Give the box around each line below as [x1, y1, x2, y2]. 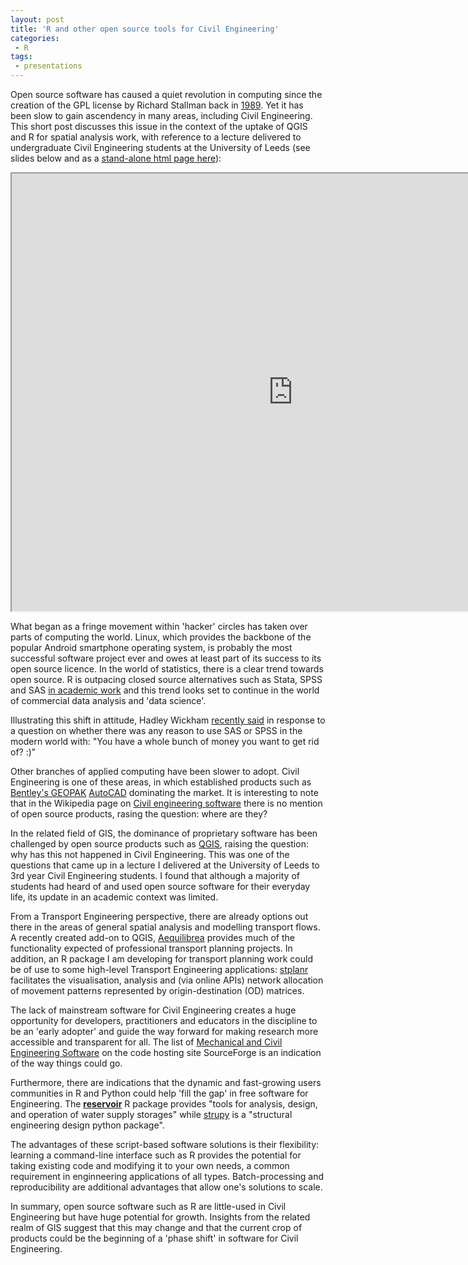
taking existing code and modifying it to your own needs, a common [10, 1160, 290, 1171]
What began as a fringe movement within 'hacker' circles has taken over [10, 621, 308, 632]
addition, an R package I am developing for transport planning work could [10, 953, 313, 965]
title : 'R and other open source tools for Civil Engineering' [10, 24, 280, 34]
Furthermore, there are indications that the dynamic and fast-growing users [10, 1077, 322, 1088]
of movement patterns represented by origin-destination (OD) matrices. [10, 985, 305, 996]
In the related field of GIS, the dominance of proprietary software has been [10, 827, 318, 839]
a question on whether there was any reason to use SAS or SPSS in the [10, 725, 303, 736]
